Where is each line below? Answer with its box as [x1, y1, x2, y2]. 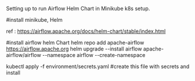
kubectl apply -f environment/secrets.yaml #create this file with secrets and [6, 63, 190, 70]
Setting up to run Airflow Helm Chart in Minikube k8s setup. [6, 5, 150, 12]
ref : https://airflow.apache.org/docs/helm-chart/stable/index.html [6, 28, 166, 35]
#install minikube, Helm [6, 16, 63, 23]
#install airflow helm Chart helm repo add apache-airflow [6, 39, 144, 46]
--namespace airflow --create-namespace [42, 52, 146, 58]
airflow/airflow [6, 52, 41, 58]
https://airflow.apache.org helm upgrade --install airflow [6, 45, 142, 52]
